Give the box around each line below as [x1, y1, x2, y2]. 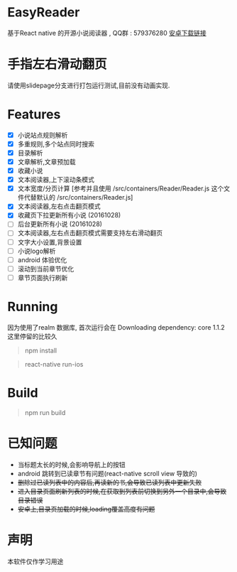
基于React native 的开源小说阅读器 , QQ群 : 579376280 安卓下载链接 [7, 28, 207, 37]
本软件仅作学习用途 [7, 557, 64, 566]
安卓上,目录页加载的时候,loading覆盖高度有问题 [17, 504, 155, 513]
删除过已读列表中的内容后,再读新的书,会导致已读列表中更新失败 [17, 477, 202, 487]
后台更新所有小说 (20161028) [17, 220, 103, 228]
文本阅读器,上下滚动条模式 [17, 176, 94, 184]
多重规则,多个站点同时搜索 [17, 139, 94, 148]
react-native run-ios [24, 360, 84, 368]
